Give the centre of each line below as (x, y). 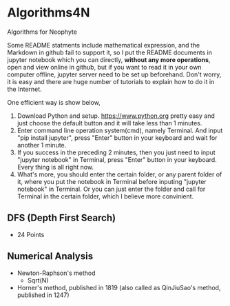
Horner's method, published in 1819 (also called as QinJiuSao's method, (119, 287)
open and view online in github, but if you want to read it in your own (104, 67)
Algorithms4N (49, 13)
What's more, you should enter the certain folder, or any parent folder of (119, 174)
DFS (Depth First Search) (61, 218)
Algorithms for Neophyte (42, 32)
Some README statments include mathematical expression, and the (104, 45)
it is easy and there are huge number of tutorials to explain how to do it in (111, 81)
